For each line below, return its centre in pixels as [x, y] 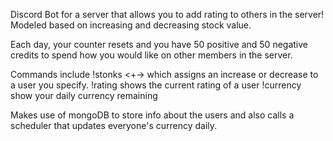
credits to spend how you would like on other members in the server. [151, 55]
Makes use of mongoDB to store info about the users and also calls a [152, 115]
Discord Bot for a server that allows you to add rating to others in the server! [167, 14]
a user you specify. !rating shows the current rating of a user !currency [156, 85]
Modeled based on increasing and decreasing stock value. [131, 25]
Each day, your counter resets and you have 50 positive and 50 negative [159, 44]
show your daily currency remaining [84, 95]
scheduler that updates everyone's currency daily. [114, 125]
